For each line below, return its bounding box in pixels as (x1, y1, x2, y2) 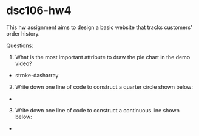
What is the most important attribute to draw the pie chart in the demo (15, 53, 191, 60)
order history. (6, 30, 41, 37)
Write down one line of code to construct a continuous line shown (15, 106, 180, 114)
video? (15, 60, 32, 67)
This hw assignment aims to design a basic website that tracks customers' (6, 24, 192, 31)
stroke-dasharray (15, 71, 59, 79)
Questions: (6, 42, 33, 49)
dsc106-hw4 (6, 4, 72, 18)
